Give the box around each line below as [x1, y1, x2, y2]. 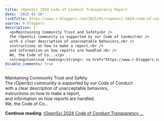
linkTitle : [5, 16, 27, 21]
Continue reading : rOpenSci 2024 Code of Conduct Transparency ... [5, 110, 144, 116]
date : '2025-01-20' [5, 12, 45, 17]
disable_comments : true [5, 61, 54, 66]
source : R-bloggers [5, 20, 45, 26]
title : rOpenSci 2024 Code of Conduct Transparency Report [5, 7, 128, 12]
